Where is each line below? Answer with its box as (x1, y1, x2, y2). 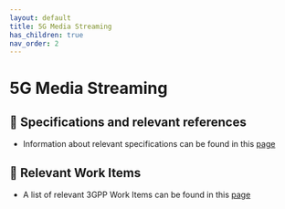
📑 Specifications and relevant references (9, 114, 247, 130)
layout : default (9, 13, 71, 23)
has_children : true (9, 30, 84, 39)
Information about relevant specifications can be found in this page (22, 139, 276, 150)
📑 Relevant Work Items (9, 165, 142, 181)
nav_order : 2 (9, 38, 59, 48)
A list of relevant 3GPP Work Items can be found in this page (22, 189, 251, 201)
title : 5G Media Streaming (9, 22, 112, 31)
